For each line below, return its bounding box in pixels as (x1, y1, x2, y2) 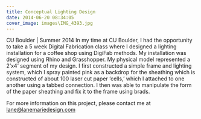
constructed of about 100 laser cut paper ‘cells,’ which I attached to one (6, 75, 185, 82)
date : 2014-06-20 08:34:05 (6, 14, 74, 21)
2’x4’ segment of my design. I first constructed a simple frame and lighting (6, 62, 192, 69)
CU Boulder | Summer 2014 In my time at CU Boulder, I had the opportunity (6, 37, 193, 44)
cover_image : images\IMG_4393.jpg (6, 20, 94, 26)
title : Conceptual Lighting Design (6, 8, 96, 15)
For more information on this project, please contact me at (6, 100, 151, 107)
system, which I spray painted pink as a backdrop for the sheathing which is (6, 69, 196, 76)
